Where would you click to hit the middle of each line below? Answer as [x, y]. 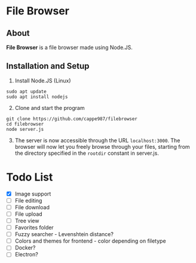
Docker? [25, 248]
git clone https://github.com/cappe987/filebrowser [72, 119]
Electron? [27, 255]
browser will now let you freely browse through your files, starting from [102, 146]
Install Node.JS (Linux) [43, 80]
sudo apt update [26, 91]
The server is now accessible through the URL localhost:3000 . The [97, 140]
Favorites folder [34, 228]
